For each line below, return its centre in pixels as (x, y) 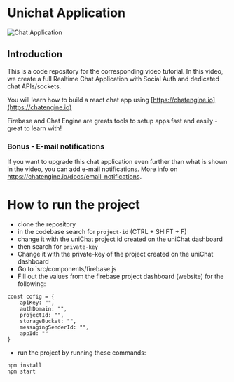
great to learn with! (35, 128)
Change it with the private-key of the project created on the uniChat (115, 254)
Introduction (35, 54)
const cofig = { (31, 296)
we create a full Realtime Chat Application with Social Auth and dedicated (113, 79)
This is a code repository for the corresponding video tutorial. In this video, (115, 71)
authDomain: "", (44, 309)
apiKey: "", (37, 303)
